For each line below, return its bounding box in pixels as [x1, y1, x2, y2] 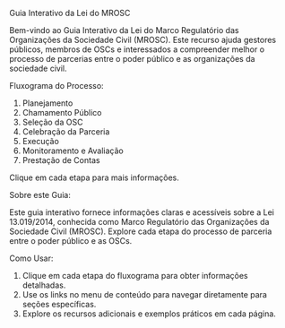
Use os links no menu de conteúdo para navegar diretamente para [22, 289, 267, 299]
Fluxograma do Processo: [9, 81, 105, 91]
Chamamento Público [22, 108, 102, 117]
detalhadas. [22, 280, 66, 290]
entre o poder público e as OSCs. [9, 236, 133, 246]
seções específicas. [22, 299, 97, 309]
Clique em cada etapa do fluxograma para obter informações [22, 271, 248, 281]
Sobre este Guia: [9, 190, 72, 200]
